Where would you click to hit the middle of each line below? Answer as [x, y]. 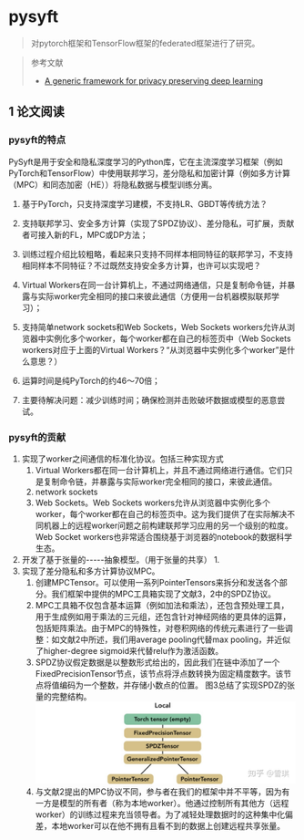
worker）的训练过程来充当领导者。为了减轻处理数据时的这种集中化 [160, 814]
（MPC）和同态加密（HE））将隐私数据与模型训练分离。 [113, 184]
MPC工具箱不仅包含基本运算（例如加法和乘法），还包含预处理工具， [162, 605]
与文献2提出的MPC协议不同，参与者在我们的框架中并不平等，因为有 [162, 792]
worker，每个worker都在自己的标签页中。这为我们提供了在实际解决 [161, 513]
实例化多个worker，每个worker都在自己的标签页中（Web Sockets [169, 338]
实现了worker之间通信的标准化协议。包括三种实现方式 [122, 459]
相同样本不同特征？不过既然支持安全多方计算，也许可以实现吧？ [141, 265]
